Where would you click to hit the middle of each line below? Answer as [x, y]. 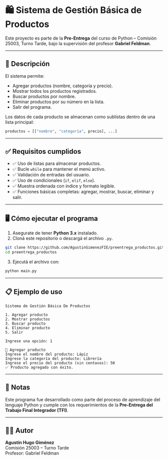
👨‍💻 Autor [19, 430]
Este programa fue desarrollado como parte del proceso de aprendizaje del [83, 399]
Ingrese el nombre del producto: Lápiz [47, 354]
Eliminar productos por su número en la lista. [58, 102]
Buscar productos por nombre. [44, 96]
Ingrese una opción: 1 [29, 341]
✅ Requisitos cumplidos [43, 152]
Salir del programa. [32, 107]
